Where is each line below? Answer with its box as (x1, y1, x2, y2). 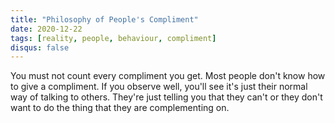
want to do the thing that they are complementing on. (10, 102, 230, 114)
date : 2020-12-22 (10, 24, 83, 34)
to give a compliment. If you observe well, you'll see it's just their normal (10, 81, 308, 93)
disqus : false (10, 42, 70, 53)
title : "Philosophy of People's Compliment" (10, 14, 199, 25)
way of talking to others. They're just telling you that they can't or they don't (10, 91, 323, 103)
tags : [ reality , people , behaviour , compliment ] (10, 33, 217, 43)
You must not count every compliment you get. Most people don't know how (10, 70, 326, 82)
